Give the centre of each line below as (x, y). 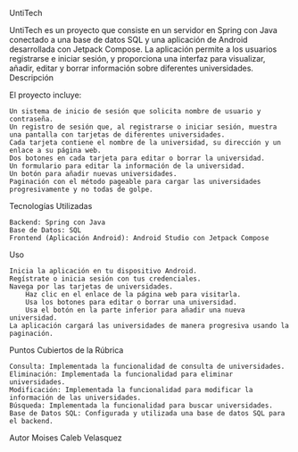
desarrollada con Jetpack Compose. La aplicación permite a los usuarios (143, 49)
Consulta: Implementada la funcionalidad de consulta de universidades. (147, 366)
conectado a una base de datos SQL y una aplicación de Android (128, 40)
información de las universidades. (75, 398)
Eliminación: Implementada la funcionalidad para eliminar (121, 374)
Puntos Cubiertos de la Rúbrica (66, 350)
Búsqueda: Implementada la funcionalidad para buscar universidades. (141, 406)
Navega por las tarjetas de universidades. (91, 287)
